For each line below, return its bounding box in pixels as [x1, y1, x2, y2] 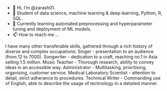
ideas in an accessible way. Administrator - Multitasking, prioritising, [5, 64, 147, 70]
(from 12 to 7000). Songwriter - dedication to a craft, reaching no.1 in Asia [5, 54, 157, 59]
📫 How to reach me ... [12, 31, 59, 37]
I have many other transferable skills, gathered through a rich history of [5, 43, 153, 49]
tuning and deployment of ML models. [12, 26, 92, 32]
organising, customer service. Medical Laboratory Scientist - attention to [5, 70, 156, 75]
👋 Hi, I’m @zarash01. [12, 5, 55, 10]
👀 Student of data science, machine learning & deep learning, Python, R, [12, 10, 162, 16]
